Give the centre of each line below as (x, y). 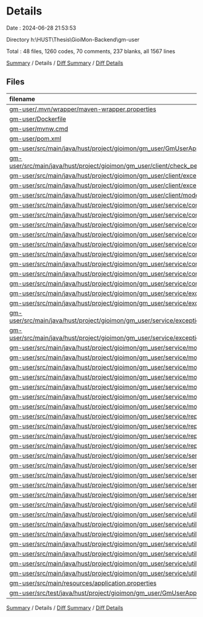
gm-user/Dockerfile (38, 119)
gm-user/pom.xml (35, 138)
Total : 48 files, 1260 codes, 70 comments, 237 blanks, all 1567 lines (91, 51)
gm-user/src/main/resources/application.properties (83, 583)
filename (22, 99)
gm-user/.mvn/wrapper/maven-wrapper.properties (83, 109)
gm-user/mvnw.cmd (39, 129)
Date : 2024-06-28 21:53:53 (41, 28)
